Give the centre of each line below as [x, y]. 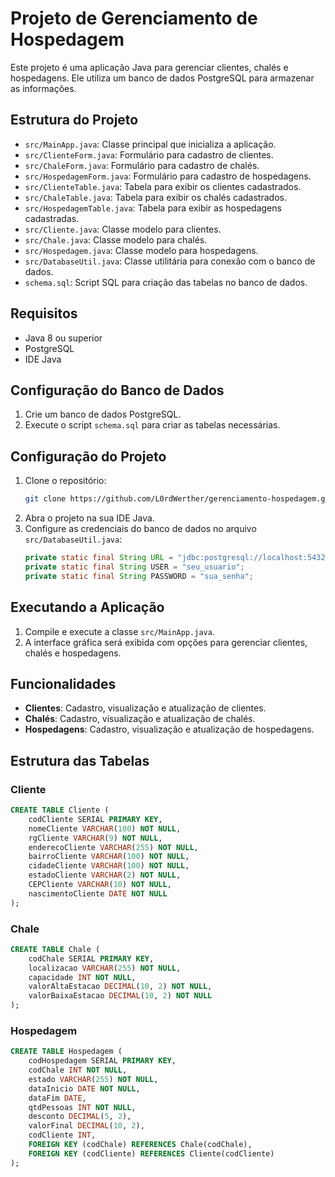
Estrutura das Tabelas [80, 760]
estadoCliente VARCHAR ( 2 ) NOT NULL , [105, 875]
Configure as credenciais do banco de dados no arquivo [140, 529]
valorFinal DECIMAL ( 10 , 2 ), [86, 1126]
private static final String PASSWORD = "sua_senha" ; [139, 576]
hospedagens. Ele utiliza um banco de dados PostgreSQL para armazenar [162, 78]
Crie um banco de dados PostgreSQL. [103, 414]
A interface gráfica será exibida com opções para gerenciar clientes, [166, 642]
